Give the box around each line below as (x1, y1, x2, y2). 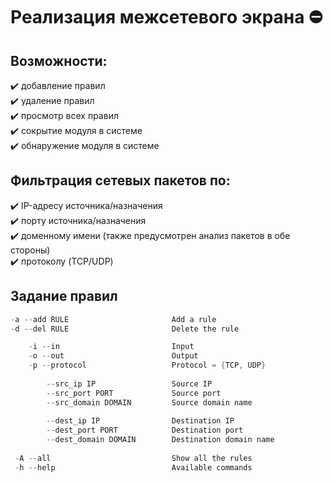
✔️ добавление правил (10, 80, 106, 91)
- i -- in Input (28, 342, 195, 352)
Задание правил (10, 288, 118, 305)
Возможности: (10, 52, 108, 69)
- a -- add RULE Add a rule (10, 314, 217, 324)
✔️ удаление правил (10, 95, 95, 106)
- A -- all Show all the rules (14, 453, 253, 463)
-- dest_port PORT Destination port (46, 425, 244, 436)
